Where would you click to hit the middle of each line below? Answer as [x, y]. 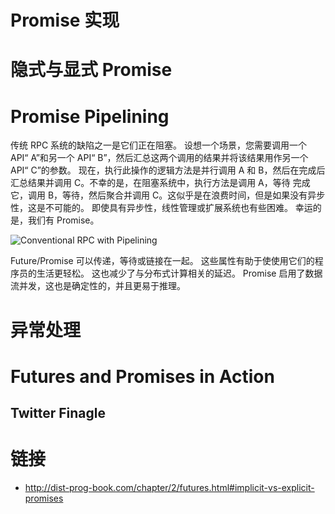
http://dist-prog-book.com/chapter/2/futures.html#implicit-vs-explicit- [169, 488]
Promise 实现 [65, 20]
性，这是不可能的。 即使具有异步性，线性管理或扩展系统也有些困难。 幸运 [161, 208]
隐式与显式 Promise [91, 70]
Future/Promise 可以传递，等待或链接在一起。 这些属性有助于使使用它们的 [162, 261]
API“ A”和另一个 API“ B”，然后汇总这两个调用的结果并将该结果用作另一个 [159, 158]
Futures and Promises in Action [142, 376]
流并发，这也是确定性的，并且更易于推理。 [98, 286]
